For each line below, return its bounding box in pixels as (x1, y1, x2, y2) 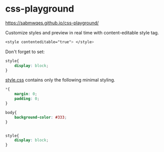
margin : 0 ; (14, 92, 38, 97)
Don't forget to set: (5, 49, 45, 55)
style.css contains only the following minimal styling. (5, 77, 115, 83)
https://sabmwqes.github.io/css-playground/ (5, 20, 99, 26)
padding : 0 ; (14, 96, 40, 101)
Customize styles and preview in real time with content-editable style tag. (5, 29, 159, 35)
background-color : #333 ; (14, 115, 67, 120)
